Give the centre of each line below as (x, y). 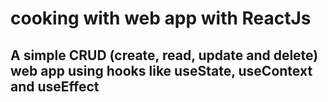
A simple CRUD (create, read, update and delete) (164, 55)
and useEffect (55, 86)
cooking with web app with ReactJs (161, 18)
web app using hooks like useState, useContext (161, 70)
